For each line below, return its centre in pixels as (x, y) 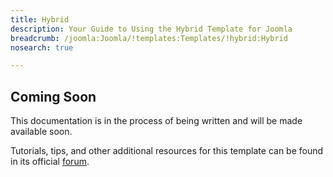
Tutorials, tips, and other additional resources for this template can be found (167, 151)
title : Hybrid (40, 19)
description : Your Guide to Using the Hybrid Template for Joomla (151, 29)
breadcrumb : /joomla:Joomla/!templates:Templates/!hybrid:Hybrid (149, 38)
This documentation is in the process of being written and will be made (156, 121)
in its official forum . (50, 162)
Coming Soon (53, 96)
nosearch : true (42, 47)
